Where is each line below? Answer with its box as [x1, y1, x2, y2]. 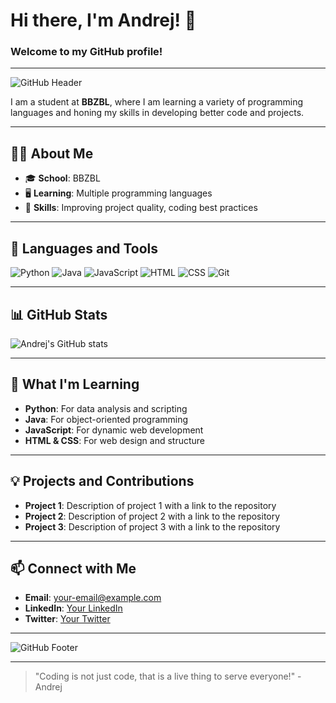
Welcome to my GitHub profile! [10, 45, 163, 59]
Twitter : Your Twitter [24, 613, 111, 625]
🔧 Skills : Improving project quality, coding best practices [24, 202, 258, 214]
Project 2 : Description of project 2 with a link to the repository [24, 510, 281, 522]
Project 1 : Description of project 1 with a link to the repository [24, 499, 277, 511]
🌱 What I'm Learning [10, 376, 140, 393]
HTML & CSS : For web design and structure [24, 434, 205, 446]
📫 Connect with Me [10, 560, 137, 577]
